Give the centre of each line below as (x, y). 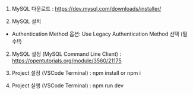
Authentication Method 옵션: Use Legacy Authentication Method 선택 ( (97, 34)
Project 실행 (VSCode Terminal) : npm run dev (67, 85)
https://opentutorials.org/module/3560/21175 (67, 61)
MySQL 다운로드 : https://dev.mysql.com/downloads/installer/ (86, 9)
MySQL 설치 (26, 21)
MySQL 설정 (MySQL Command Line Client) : (67, 54)
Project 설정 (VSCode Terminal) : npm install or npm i (76, 73)
